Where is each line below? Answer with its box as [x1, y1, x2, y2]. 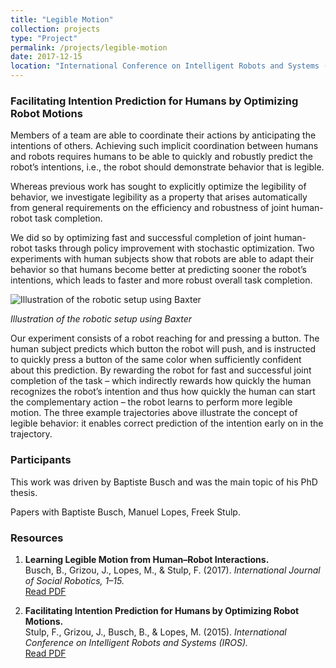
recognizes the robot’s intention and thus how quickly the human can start [10, 386, 316, 398]
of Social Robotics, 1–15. [24, 574, 125, 586]
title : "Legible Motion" [10, 14, 114, 25]
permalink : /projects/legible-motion [10, 42, 168, 53]
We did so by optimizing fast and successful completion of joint [10, 232, 272, 244]
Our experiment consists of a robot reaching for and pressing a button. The [10, 332, 320, 345]
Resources [10, 531, 64, 545]
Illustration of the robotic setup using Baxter [10, 313, 193, 325]
